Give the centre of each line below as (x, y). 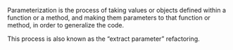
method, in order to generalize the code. (66, 25)
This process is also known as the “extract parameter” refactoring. (104, 39)
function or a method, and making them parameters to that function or (109, 18)
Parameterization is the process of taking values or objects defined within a (117, 10)
